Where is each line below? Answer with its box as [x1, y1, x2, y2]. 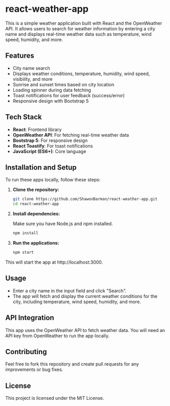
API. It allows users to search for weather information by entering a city [5, 25, 156, 31]
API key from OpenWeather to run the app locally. [5, 333, 110, 339]
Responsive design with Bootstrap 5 [12, 98, 89, 104]
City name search [12, 65, 50, 71]
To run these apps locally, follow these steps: [5, 177, 101, 183]
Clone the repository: [12, 187, 59, 193]
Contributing [5, 347, 47, 356]
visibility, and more [12, 76, 53, 82]
